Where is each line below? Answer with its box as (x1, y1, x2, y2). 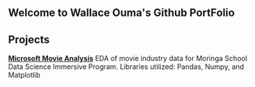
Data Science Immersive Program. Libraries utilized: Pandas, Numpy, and (8, 62, 245, 71)
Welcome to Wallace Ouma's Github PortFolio (8, 6, 235, 20)
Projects (8, 33, 50, 46)
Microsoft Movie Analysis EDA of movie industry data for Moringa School (8, 54, 248, 63)
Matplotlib (8, 71, 41, 80)
